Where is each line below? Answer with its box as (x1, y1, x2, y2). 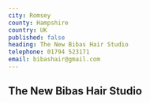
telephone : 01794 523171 (8, 48, 90, 56)
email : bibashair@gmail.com (8, 56, 101, 64)
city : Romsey (8, 11, 51, 20)
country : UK (8, 26, 47, 34)
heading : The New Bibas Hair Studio (8, 41, 129, 49)
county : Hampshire (8, 19, 69, 27)
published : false (8, 33, 66, 42)
